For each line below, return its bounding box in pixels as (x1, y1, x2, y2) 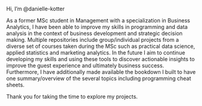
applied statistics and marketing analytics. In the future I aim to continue (6, 49, 186, 56)
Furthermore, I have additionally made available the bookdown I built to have (6, 68, 196, 75)
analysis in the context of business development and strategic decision (6, 30, 183, 37)
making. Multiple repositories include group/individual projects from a (6, 36, 179, 43)
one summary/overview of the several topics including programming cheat (6, 75, 191, 82)
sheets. (6, 81, 25, 88)
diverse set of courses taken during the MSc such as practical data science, (6, 42, 195, 50)
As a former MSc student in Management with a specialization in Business (6, 17, 191, 24)
